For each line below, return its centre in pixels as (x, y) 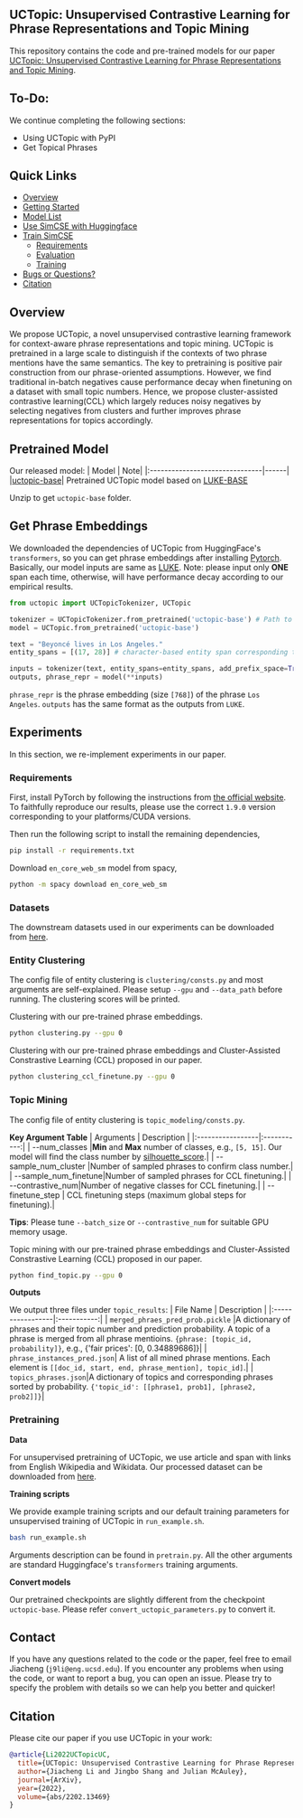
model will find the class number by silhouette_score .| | (112, 1156)
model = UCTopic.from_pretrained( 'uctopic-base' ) (105, 627)
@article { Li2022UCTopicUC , (60, 1755)
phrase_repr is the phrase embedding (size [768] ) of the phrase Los (135, 694)
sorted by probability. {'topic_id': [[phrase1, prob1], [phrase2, (133, 1387)
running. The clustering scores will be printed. (95, 999)
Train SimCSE (48, 236)
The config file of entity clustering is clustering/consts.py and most (137, 980)
